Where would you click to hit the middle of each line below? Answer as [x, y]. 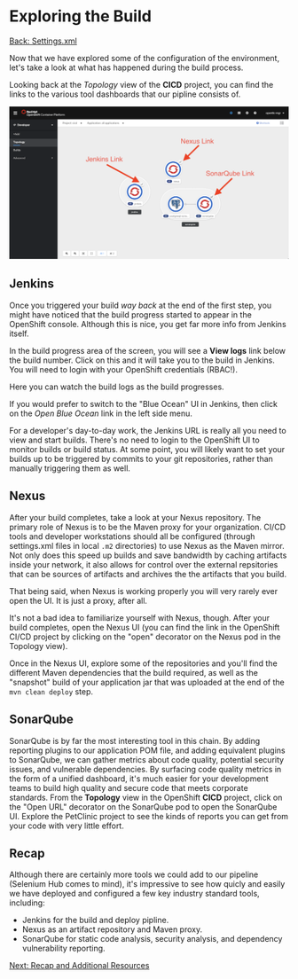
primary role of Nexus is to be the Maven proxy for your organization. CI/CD [148, 527]
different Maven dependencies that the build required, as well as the [134, 672]
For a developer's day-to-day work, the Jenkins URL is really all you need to [148, 430]
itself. [19, 333]
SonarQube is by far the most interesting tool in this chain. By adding [135, 740]
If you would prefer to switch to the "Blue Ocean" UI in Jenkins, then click [143, 403]
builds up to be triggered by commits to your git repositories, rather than [141, 458]
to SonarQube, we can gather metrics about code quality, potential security [147, 759]
